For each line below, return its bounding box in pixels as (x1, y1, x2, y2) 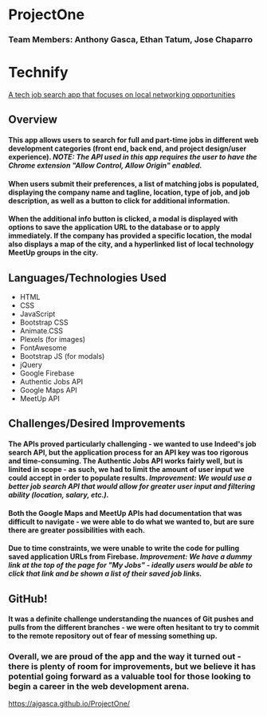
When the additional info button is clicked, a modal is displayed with (8, 214, 238, 224)
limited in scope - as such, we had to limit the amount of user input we (8, 465, 245, 474)
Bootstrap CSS (19, 317, 69, 328)
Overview (8, 113, 58, 127)
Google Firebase (19, 368, 75, 378)
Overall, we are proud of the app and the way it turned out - (8, 651, 241, 663)
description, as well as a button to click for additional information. (8, 195, 230, 205)
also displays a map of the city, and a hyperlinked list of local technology (8, 239, 254, 249)
